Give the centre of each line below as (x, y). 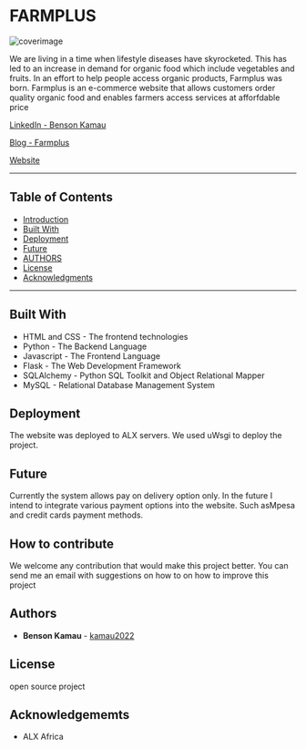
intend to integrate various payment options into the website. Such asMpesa (153, 506)
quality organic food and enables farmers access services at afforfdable (145, 97)
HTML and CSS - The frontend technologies (105, 336)
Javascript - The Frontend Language (92, 355)
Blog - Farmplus (40, 142)
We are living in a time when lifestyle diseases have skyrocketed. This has (148, 58)
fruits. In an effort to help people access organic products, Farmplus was (146, 77)
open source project (47, 686)
